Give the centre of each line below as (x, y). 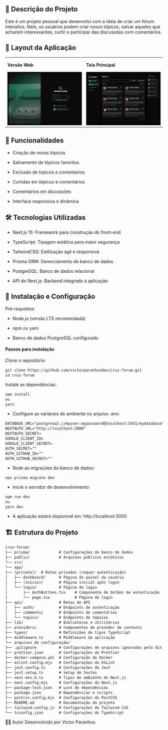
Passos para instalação (30, 349)
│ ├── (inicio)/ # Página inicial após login (62, 582)
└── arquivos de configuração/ (38, 642)
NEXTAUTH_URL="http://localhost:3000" (45, 428)
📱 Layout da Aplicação (41, 48)
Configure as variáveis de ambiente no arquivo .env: (66, 414)
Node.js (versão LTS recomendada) (49, 318)
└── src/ (14, 562)
